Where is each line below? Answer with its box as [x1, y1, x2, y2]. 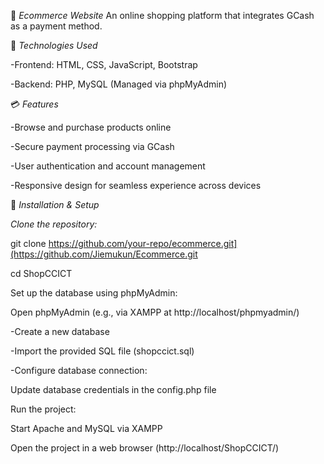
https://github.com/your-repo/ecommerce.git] [48, 238, 238, 249]
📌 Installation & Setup [10, 199, 100, 210]
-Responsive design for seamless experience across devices [10, 180, 262, 191]
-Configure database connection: [10, 365, 148, 376]
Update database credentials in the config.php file [10, 384, 217, 395]
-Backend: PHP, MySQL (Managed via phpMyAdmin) [10, 78, 228, 90]
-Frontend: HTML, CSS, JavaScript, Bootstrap [10, 59, 198, 70]
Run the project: [10, 403, 77, 415]
